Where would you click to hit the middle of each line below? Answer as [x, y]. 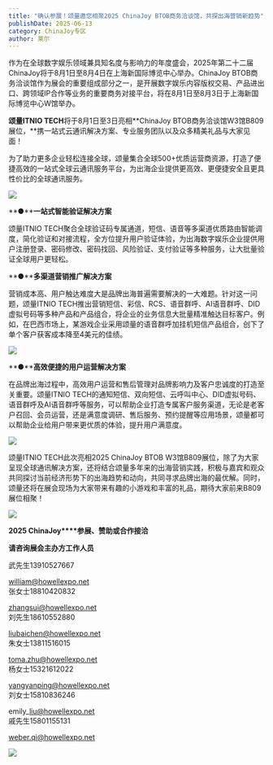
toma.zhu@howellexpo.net [53, 659]
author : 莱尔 [29, 39]
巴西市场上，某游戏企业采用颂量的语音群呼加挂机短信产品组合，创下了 [147, 324]
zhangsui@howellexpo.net [53, 608]
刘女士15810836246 [42, 695]
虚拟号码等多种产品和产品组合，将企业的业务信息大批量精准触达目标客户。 [133, 314]
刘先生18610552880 [42, 617]
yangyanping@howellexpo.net [59, 685]
